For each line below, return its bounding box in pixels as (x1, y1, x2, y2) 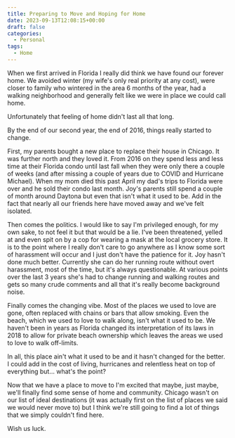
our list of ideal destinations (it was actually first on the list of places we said (7, 395, 228, 404)
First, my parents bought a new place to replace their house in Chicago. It (7, 147, 220, 155)
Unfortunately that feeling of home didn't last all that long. (7, 112, 174, 120)
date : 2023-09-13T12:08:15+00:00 (7, 17, 105, 24)
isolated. (7, 207, 32, 215)
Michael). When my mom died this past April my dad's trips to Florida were (7, 176, 223, 185)
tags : (7, 43, 23, 50)
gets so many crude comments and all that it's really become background (7, 280, 220, 288)
